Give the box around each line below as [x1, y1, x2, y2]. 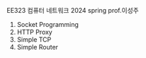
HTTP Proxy [16, 28, 52, 36]
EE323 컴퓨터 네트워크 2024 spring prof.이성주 [6, 6, 139, 14]
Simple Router [16, 43, 58, 51]
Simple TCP [16, 35, 52, 44]
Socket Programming [16, 21, 79, 28]
